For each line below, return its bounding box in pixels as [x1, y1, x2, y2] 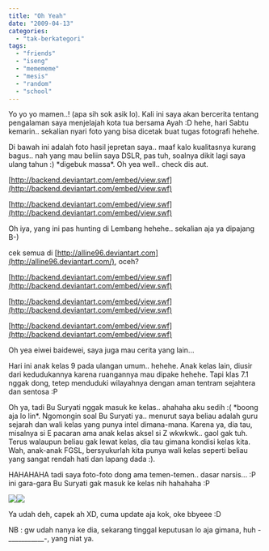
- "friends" [15, 49, 57, 58]
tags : [8, 42, 27, 50]
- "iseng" [15, 58, 48, 66]
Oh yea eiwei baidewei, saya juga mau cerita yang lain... [8, 345, 195, 355]
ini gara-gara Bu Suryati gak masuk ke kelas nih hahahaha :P [8, 479, 210, 489]
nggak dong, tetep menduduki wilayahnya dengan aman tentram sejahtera [8, 378, 256, 388]
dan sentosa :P [8, 387, 58, 397]
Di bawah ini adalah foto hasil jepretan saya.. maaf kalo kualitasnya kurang [8, 143, 256, 152]
